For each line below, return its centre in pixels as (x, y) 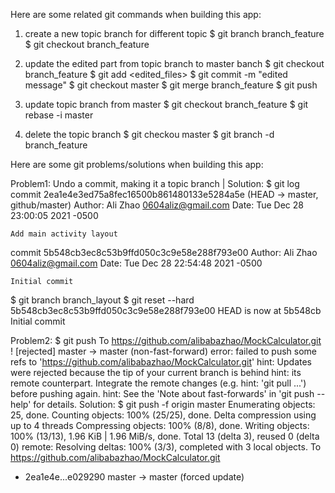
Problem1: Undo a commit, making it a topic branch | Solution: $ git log (155, 183)
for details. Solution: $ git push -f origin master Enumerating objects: (174, 404)
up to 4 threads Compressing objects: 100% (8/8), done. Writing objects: (160, 425)
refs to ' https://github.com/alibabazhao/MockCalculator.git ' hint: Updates (161, 362)
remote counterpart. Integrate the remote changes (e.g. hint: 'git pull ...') (158, 383)
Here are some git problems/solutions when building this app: (137, 164)
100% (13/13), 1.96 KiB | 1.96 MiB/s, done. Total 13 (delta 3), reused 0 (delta (165, 436)
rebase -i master (59, 115)
